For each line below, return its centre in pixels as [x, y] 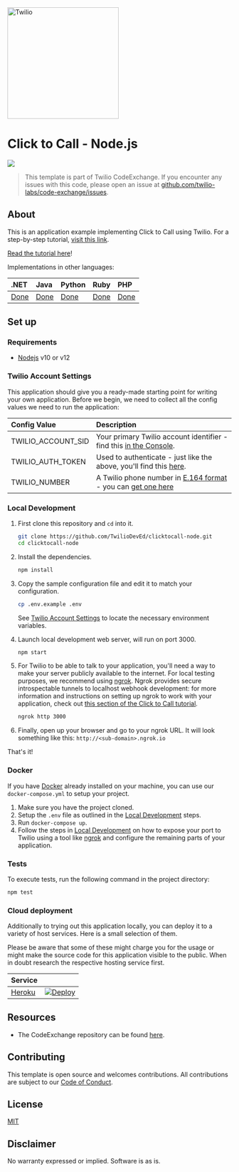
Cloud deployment [40, 910]
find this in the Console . [136, 445]
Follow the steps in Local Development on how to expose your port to [119, 830]
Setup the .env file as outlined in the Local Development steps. [109, 815]
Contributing [36, 1058]
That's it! [20, 752]
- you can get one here [135, 486]
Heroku [23, 992]
